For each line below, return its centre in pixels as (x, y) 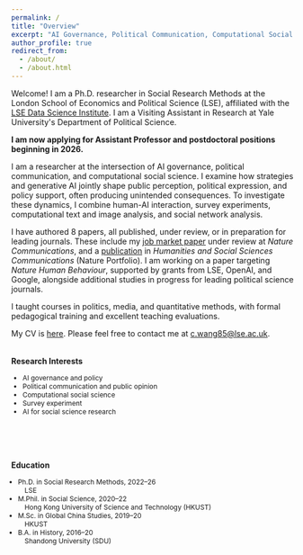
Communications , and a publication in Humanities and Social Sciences (142, 251)
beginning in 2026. (48, 148)
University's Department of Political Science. (94, 121)
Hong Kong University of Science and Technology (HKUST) (117, 507)
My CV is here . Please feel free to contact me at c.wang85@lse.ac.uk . (141, 333)
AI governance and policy (63, 378)
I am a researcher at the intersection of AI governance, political (128, 166)
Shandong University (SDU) (67, 541)
